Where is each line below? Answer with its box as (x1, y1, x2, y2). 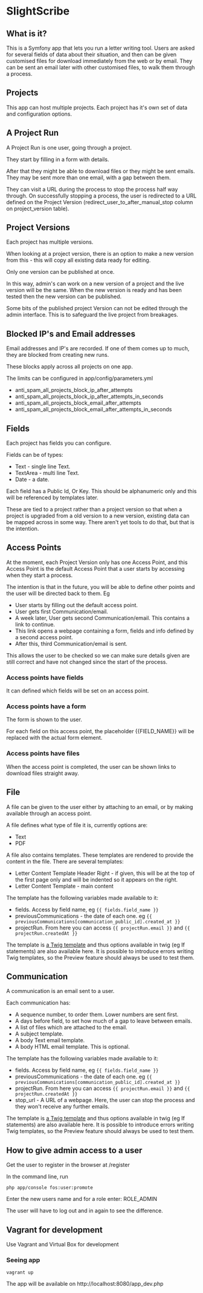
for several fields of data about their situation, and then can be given (6, 51, 177, 58)
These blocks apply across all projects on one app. (6, 363, 133, 370)
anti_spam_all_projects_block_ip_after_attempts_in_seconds (14, 393, 164, 401)
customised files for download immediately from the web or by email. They (6, 58, 193, 64)
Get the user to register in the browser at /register (6, 1162, 130, 1169)
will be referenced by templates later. (6, 494, 98, 501)
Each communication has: (6, 999, 71, 1006)
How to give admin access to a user (6, 1145, 143, 1155)
